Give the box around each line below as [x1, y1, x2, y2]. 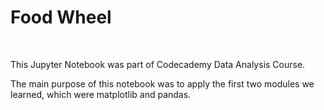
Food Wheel [10, 6, 112, 29]
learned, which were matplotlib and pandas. [10, 88, 192, 100]
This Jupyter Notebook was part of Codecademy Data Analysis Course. [10, 58, 306, 70]
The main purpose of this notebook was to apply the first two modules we [10, 77, 315, 90]
